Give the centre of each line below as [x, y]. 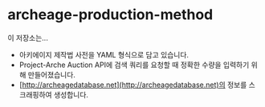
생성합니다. [71, 94]
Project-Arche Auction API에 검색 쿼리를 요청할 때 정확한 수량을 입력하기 [134, 65]
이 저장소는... [28, 38]
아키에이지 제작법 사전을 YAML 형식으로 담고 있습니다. [104, 54]
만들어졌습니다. [51, 74]
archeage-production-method [110, 15]
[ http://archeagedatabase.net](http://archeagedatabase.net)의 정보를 [133, 85]
